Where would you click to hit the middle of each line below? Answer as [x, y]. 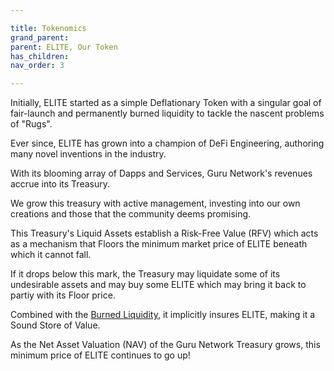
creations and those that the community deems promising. [131, 214]
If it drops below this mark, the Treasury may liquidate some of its [145, 274]
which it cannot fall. [51, 255]
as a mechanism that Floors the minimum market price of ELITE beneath [159, 244]
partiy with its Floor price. [63, 295]
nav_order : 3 [37, 66]
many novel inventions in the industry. [88, 154]
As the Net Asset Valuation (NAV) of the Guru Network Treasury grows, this [165, 345]
